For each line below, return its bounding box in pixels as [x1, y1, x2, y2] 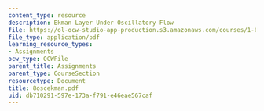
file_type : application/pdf [8, 33, 101, 41]
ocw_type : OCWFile [8, 55, 68, 63]
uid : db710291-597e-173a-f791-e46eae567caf [8, 91, 153, 99]
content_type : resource [8, 11, 86, 20]
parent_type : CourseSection [8, 70, 101, 77]
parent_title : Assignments [8, 63, 97, 70]
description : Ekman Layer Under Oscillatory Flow [8, 19, 174, 27]
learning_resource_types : [8, 41, 93, 48]
